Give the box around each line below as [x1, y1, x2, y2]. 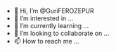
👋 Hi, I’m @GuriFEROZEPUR [13, 7, 95, 15]
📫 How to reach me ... [13, 37, 79, 45]
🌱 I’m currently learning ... [13, 22, 89, 30]
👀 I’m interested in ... [13, 14, 74, 22]
